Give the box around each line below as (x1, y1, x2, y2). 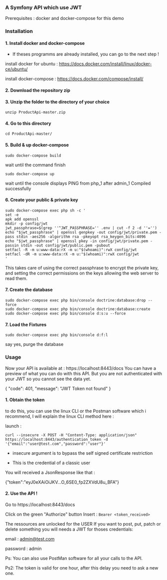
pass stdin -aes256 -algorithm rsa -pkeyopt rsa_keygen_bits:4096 (5, 234, 146, 239)
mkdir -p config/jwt (5, 221, 48, 226)
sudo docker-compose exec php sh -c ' (5, 208, 86, 213)
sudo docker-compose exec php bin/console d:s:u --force (5, 311, 126, 316)
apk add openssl (5, 217, 39, 222)
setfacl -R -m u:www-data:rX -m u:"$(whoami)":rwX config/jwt (5, 247, 137, 252)
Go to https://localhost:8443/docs (5, 501, 75, 508)
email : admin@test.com (5, 536, 55, 542)
